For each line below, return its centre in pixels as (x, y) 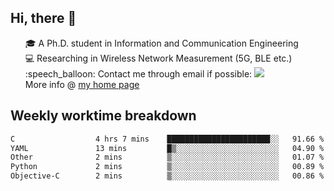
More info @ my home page (82, 84)
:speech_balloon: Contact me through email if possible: (138, 73)
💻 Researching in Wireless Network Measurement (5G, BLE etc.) (158, 58)
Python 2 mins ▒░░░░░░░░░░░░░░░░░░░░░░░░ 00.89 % (167, 167)
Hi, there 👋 (43, 18)
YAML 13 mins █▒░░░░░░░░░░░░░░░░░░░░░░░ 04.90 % (167, 148)
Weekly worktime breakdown (103, 116)
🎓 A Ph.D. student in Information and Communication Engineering (161, 43)
